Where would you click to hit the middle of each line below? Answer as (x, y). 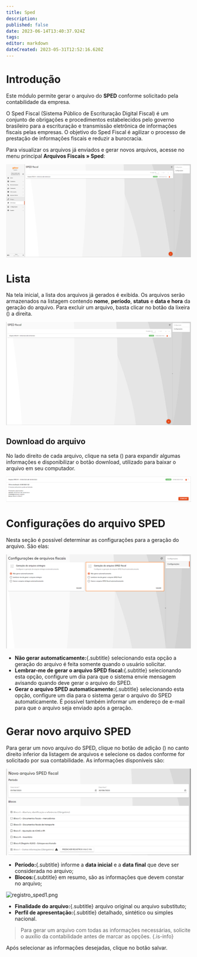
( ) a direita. (19, 314)
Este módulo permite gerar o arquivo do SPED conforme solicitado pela (92, 96)
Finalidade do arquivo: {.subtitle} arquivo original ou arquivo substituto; (100, 906)
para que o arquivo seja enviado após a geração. (74, 708)
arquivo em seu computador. (41, 468)
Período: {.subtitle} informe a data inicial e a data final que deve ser (97, 865)
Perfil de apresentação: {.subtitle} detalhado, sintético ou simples (94, 912)
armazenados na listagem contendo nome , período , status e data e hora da (98, 301)
